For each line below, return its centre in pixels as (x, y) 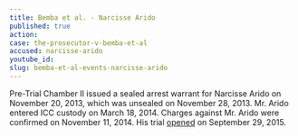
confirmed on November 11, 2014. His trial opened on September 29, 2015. (148, 122)
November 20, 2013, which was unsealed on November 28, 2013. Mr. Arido (149, 103)
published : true (40, 26)
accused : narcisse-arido (56, 51)
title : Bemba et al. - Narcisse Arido (82, 18)
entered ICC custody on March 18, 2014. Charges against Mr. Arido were (144, 113)
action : (24, 34)
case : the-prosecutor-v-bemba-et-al (78, 43)
